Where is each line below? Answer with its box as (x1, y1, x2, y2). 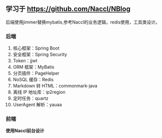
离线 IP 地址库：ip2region (12, 89, 65, 95)
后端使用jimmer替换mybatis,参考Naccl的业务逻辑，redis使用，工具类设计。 (5, 19, 160, 25)
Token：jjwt (12, 58, 37, 64)
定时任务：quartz (12, 95, 49, 101)
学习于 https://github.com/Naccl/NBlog (5, 5, 130, 14)
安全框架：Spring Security (12, 52, 67, 58)
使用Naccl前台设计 (5, 127, 44, 134)
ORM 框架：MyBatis (12, 64, 54, 70)
